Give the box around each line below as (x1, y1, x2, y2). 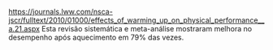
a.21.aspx (8, 24, 41, 33)
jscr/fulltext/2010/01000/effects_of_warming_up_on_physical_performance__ (8, 15, 265, 25)
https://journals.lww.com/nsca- (8, 7, 114, 16)
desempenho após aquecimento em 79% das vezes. (8, 32, 184, 42)
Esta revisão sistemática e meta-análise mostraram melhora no (41, 24, 253, 33)
